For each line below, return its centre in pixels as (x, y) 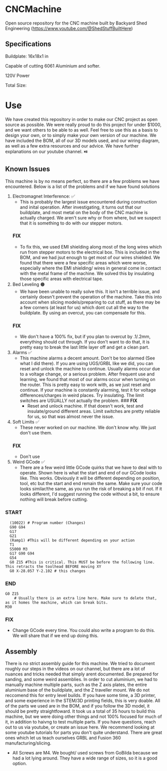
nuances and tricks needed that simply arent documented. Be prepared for (82, 674)
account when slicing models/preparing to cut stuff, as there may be (90, 302)
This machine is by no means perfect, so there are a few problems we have (82, 181)
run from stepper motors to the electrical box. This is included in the (90, 252)
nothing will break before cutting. (54, 499)
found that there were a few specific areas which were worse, (83, 262)
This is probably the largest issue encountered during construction (88, 201)
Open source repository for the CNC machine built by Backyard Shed (76, 23)
